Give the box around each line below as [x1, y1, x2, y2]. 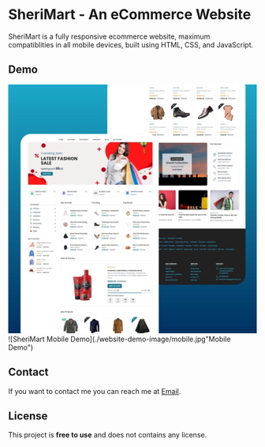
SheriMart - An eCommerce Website [8, 6, 252, 24]
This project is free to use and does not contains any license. [8, 430, 207, 440]
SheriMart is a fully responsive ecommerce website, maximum [8, 32, 211, 41]
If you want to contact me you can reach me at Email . [8, 386, 181, 396]
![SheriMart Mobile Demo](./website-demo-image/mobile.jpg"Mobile [8, 334, 231, 344]
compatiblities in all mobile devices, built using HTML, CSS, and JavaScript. [8, 39, 254, 49]
